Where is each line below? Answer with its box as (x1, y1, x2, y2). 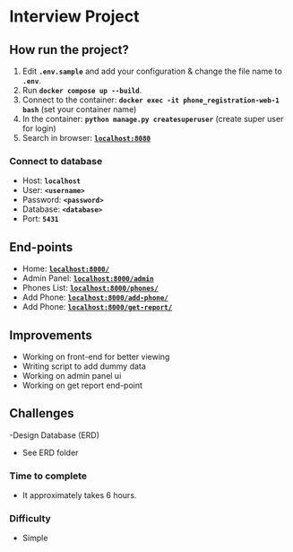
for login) (22, 123, 56, 134)
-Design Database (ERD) (9, 429, 100, 441)
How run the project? (9, 42, 130, 57)
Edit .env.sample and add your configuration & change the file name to (22, 66, 282, 76)
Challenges (9, 406, 74, 421)
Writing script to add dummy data (22, 361, 146, 372)
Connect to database (9, 154, 103, 167)
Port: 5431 (22, 214, 59, 224)
